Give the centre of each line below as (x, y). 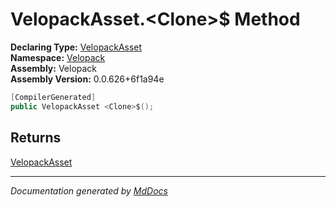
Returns (36, 138)
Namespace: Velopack (58, 57)
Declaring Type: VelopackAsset (76, 47)
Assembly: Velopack (54, 68)
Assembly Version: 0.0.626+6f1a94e (87, 79)
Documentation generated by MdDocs (89, 190)
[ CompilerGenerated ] (53, 97)
